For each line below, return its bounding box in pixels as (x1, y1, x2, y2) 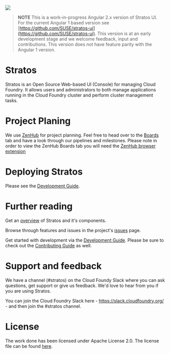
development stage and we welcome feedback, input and (17, 36, 138, 42)
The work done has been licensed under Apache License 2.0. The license (5, 338, 159, 344)
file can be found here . (5, 343, 53, 349)
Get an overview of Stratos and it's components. (5, 217, 107, 223)
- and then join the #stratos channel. (5, 303, 81, 309)
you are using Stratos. (5, 287, 52, 294)
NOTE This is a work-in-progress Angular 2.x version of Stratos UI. (17, 14, 157, 20)
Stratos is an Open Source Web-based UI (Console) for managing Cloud (5, 81, 156, 87)
